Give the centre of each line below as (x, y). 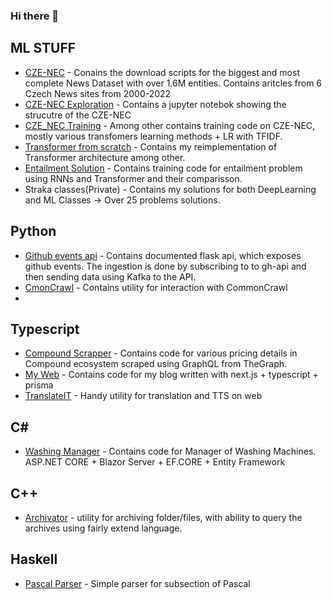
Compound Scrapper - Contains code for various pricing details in (161, 353)
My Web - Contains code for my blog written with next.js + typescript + (171, 375)
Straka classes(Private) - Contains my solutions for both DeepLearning (170, 189)
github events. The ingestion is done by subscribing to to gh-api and (165, 266)
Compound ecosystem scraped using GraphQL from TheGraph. (156, 364)
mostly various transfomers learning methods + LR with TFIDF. (153, 136)
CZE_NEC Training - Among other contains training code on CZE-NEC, (170, 125)
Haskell (34, 559)
